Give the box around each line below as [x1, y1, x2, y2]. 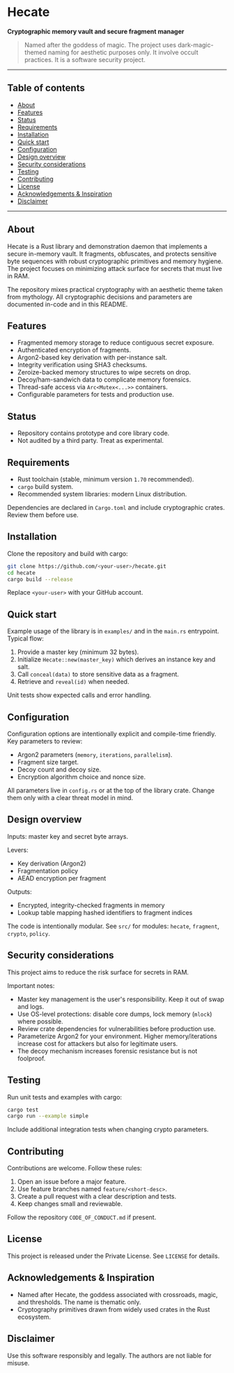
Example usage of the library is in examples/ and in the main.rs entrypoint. [7, 627, 219, 636]
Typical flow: [7, 634, 44, 643]
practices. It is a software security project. [24, 55, 146, 63]
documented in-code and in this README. [7, 300, 128, 308]
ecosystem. [17, 1312, 51, 1321]
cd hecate [7, 569, 36, 576]
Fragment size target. [17, 758, 79, 767]
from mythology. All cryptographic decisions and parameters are [7, 292, 193, 301]
